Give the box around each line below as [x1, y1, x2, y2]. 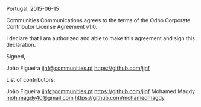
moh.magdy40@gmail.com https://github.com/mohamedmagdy [6, 94, 165, 101]
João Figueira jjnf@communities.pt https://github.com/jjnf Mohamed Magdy [6, 88, 195, 95]
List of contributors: [6, 76, 56, 83]
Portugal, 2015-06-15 [6, 5, 59, 12]
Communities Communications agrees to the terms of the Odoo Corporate [6, 17, 191, 23]
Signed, [6, 53, 25, 60]
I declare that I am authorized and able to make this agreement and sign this [6, 35, 195, 41]
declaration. [6, 41, 36, 48]
